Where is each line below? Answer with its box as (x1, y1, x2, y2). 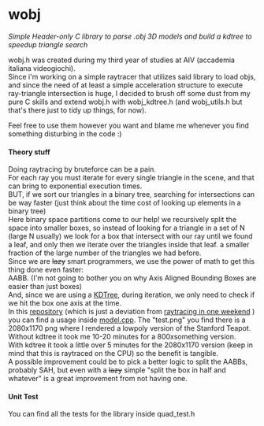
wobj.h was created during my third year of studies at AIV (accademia (8, 55, 235, 65)
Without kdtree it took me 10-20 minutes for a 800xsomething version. (8, 332, 236, 342)
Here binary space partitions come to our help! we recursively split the (8, 215, 237, 224)
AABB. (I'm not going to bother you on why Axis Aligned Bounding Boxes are (8, 273, 257, 283)
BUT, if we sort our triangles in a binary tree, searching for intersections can (8, 190, 255, 199)
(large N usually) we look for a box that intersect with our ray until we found (8, 232, 254, 241)
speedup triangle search (8, 39, 88, 49)
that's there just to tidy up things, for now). (8, 105, 147, 115)
